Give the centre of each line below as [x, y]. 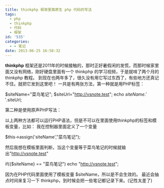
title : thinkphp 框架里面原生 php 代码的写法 [49, 10]
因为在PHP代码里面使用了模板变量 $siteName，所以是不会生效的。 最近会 [80, 174]
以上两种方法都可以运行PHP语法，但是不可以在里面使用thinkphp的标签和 [79, 120]
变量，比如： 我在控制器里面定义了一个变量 [53, 126]
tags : [11, 14]
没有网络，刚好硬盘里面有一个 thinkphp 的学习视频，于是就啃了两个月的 [86, 71]
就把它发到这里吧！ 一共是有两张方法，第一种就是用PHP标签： [81, 83]
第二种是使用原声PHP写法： [33, 110]
